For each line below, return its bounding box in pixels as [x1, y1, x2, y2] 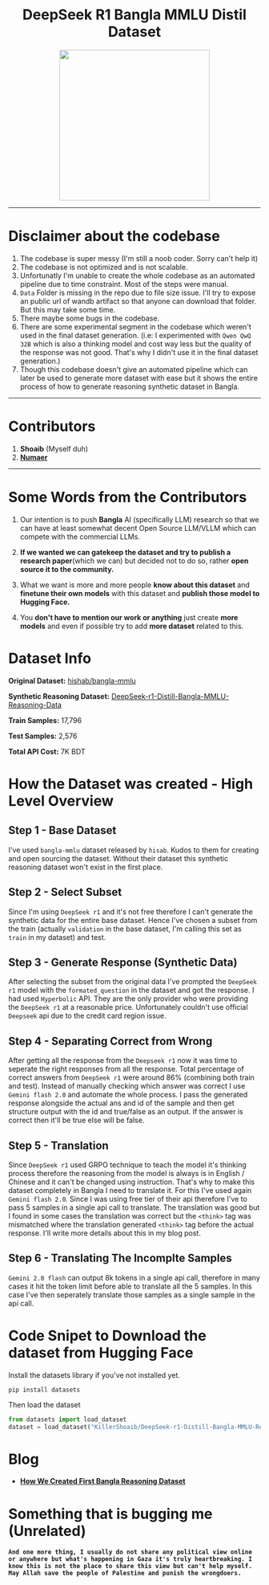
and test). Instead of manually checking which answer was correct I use [8, 1081, 246, 1091]
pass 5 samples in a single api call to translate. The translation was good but [8, 1203, 260, 1212]
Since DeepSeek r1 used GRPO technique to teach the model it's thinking [8, 1159, 247, 1170]
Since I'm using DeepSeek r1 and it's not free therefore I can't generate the [8, 906, 254, 917]
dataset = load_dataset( [8, 1423, 91, 1431]
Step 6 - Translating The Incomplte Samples [8, 1252, 232, 1265]
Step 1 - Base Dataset [8, 823, 117, 837]
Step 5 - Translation [8, 1138, 110, 1152]
